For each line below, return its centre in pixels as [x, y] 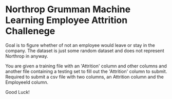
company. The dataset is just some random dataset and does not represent [85, 51]
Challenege [30, 31]
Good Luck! [17, 92]
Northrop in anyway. [27, 56]
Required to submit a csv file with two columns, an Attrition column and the [85, 77]
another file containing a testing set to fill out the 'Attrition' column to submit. [86, 71]
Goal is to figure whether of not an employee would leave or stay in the [80, 45]
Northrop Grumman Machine [68, 9]
